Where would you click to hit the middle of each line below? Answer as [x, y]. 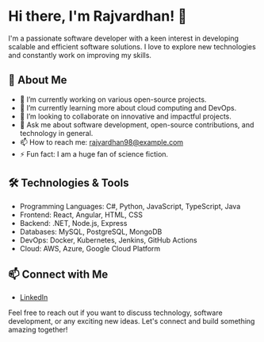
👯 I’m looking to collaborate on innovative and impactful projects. [126, 116]
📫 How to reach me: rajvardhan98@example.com [101, 142]
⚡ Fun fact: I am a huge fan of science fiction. [94, 154]
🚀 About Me [38, 80]
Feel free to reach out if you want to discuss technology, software [116, 313]
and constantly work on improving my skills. [80, 55]
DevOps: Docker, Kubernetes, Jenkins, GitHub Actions [108, 240]
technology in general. [56, 133]
